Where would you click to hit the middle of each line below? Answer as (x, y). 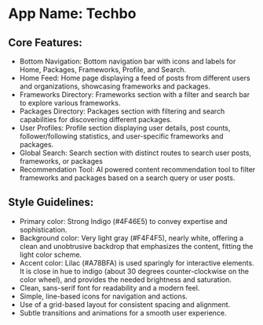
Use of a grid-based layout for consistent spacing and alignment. (125, 304)
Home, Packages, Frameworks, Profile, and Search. (103, 70)
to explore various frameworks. (70, 103)
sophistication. (43, 229)
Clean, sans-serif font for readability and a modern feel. (110, 287)
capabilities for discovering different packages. (96, 119)
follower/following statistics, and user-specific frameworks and (121, 136)
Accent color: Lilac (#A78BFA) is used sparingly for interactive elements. (137, 262)
